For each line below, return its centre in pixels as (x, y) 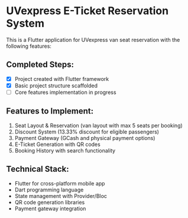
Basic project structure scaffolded (56, 85)
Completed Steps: (40, 65)
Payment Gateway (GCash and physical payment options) (85, 138)
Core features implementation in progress (65, 92)
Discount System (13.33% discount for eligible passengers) (87, 132)
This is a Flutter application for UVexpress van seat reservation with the (93, 40)
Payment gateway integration (50, 209)
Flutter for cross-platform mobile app (60, 183)
